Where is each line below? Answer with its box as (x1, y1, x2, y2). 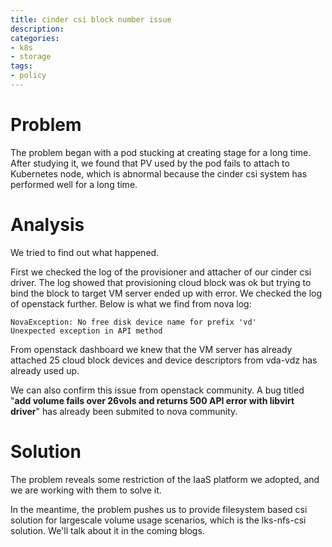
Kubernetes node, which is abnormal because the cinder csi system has (10, 167, 308, 180)
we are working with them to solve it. (10, 484, 162, 496)
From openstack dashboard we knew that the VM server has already (10, 343, 293, 355)
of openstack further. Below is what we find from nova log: (10, 297, 252, 310)
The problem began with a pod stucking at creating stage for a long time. (10, 146, 312, 158)
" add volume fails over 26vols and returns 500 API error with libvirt (10, 394, 295, 406)
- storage (10, 52, 52, 62)
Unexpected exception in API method (10, 326, 163, 336)
